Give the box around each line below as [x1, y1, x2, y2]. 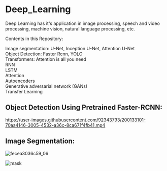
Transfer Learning [5, 88, 43, 94]
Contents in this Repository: [5, 36, 63, 42]
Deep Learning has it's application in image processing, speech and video [5, 20, 160, 26]
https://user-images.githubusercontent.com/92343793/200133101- [5, 117, 146, 123]
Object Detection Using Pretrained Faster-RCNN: [5, 103, 162, 112]
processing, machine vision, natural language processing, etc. [5, 25, 136, 31]
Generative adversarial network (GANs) [5, 83, 88, 89]
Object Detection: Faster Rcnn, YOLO [5, 51, 83, 57]
